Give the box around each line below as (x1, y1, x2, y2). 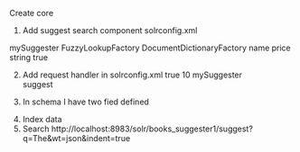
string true (9, 52, 48, 62)
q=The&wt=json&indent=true (22, 133, 131, 143)
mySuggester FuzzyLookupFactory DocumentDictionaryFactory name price (9, 42, 291, 53)
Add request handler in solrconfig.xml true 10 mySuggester (22, 69, 242, 80)
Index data (22, 114, 62, 124)
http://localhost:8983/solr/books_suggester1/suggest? (51, 123, 253, 134)
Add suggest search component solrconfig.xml (22, 25, 198, 35)
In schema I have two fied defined (22, 96, 149, 107)
